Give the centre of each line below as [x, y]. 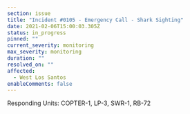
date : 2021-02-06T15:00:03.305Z [54, 26]
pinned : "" [23, 39]
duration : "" [26, 58]
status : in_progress [37, 33]
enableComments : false [40, 84]
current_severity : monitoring [51, 45]
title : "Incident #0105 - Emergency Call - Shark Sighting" [96, 20]
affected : [21, 71]
